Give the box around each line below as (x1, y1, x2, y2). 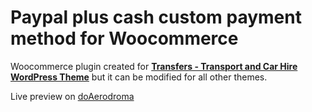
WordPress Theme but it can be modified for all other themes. (10, 71, 268, 83)
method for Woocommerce (10, 27, 239, 50)
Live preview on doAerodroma (10, 90, 135, 102)
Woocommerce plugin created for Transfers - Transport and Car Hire (10, 60, 298, 72)
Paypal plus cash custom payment (10, 6, 302, 29)
